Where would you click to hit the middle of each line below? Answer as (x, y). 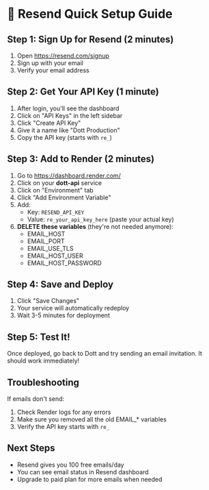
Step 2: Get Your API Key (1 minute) (83, 92)
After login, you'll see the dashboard (68, 108)
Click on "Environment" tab (55, 190)
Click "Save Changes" (48, 301)
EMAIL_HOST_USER (55, 256)
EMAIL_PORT (46, 241)
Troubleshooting (43, 382)
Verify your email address (53, 70)
